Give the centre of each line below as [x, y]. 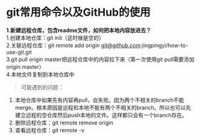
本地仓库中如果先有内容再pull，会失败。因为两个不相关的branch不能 [99, 100]
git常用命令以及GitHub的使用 [78, 12]
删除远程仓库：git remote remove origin [64, 122]
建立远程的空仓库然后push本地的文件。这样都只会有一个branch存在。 [101, 115]
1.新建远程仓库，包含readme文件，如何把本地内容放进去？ [79, 30]
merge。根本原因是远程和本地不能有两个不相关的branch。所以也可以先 [103, 107]
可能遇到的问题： [42, 87]
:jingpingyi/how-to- [164, 45]
